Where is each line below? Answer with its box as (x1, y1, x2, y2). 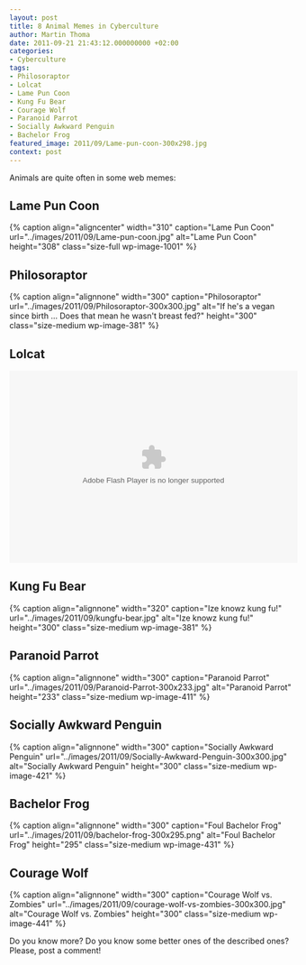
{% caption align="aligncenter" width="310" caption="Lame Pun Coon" (9, 222, 274, 233)
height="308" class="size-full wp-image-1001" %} (9, 241, 197, 253)
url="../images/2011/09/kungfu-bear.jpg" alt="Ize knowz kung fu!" (9, 612, 254, 623)
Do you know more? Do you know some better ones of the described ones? (9, 935, 290, 947)
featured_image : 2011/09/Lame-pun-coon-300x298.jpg (9, 139, 207, 148)
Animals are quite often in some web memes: (9, 172, 176, 183)
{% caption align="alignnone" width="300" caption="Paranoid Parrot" (9, 672, 270, 683)
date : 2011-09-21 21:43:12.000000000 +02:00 (9, 38, 179, 48)
